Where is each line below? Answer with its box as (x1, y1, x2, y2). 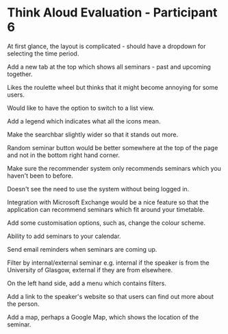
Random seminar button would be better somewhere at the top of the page (7, 143, 218, 152)
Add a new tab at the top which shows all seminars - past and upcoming (7, 62, 211, 71)
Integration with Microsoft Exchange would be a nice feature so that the (7, 198, 209, 206)
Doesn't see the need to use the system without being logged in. (7, 184, 190, 193)
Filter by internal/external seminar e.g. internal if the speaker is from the (7, 259, 210, 267)
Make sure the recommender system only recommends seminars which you (7, 164, 221, 172)
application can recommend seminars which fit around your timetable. (7, 205, 205, 213)
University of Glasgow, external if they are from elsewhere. (7, 265, 173, 274)
